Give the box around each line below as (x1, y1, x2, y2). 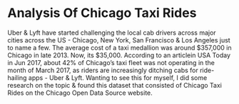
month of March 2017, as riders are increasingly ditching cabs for (7, 66, 198, 74)
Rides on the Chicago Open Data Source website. (7, 88, 153, 97)
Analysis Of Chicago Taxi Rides (7, 5, 197, 21)
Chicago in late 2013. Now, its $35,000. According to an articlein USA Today (7, 51, 230, 59)
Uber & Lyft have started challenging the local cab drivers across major (7, 28, 216, 37)
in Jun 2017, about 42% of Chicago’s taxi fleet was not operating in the (7, 58, 215, 67)
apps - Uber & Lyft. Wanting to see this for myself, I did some (28, 73, 208, 82)
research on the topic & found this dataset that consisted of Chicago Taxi (7, 81, 223, 89)
